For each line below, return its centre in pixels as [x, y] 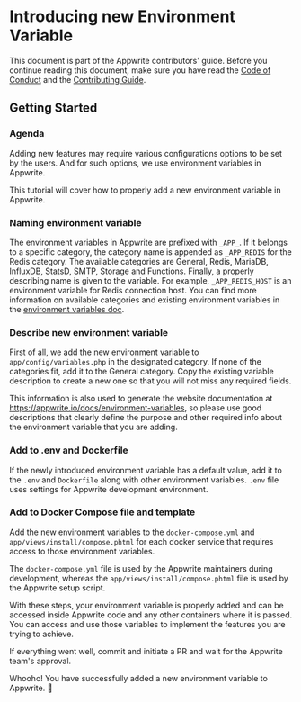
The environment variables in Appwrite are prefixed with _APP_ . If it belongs [148, 242]
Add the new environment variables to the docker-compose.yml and [132, 532]
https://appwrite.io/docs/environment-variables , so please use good [136, 408]
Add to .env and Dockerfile [69, 450]
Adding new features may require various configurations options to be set [146, 153]
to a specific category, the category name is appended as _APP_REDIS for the [150, 252]
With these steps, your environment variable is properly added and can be [147, 605]
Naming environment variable [75, 222]
